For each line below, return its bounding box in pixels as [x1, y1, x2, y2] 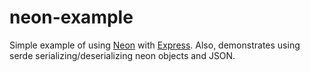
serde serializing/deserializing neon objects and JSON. [9, 49, 236, 61]
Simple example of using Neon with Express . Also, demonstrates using [9, 39, 301, 51]
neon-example [9, 6, 134, 29]
